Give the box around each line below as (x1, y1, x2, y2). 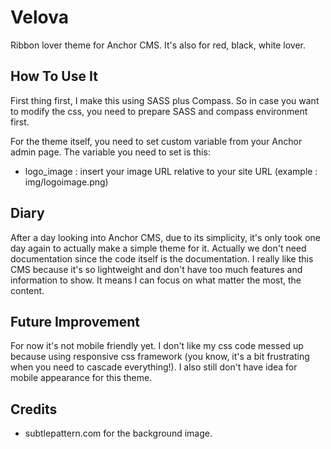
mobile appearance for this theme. (10, 372, 153, 384)
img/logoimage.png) (24, 176, 109, 188)
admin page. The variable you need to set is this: (10, 146, 211, 158)
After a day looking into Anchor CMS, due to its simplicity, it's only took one (10, 231, 321, 243)
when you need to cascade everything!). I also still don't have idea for (10, 361, 298, 373)
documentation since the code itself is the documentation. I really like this (10, 252, 314, 265)
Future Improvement (10, 313, 140, 330)
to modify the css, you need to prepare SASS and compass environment (10, 105, 308, 117)
